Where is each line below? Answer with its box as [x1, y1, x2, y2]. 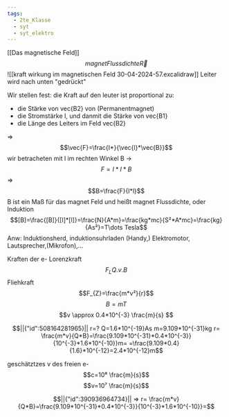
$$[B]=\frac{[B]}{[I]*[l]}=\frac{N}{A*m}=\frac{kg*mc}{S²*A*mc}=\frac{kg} [10, 216, 223, 224]
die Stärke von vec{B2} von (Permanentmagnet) [17, 105, 154, 113]
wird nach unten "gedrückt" [7, 78, 86, 86]
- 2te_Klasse [13, 17, 51, 24]
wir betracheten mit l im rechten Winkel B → [7, 154, 132, 163]
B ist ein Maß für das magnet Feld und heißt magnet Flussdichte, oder [7, 198, 206, 206]
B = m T [105, 300, 127, 309]
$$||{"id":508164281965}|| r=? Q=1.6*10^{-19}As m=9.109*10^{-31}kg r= [12, 324, 220, 333]
